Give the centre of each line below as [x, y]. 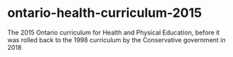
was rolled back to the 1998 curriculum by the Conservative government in [116, 39]
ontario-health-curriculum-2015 [105, 13]
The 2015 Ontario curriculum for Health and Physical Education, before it [114, 32]
